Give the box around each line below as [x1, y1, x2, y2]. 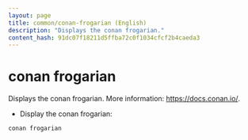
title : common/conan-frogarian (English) [8, 19, 147, 27]
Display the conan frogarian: [19, 109, 113, 119]
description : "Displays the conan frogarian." [8, 26, 165, 34]
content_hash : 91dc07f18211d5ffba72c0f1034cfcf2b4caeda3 [8, 33, 200, 42]
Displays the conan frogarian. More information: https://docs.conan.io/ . [8, 94, 240, 104]
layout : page [8, 11, 52, 20]
